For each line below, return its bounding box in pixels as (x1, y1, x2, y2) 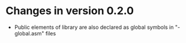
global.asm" (14, 29, 44, 37)
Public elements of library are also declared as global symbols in (14, 24, 174, 31)
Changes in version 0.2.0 (5, 4, 134, 18)
